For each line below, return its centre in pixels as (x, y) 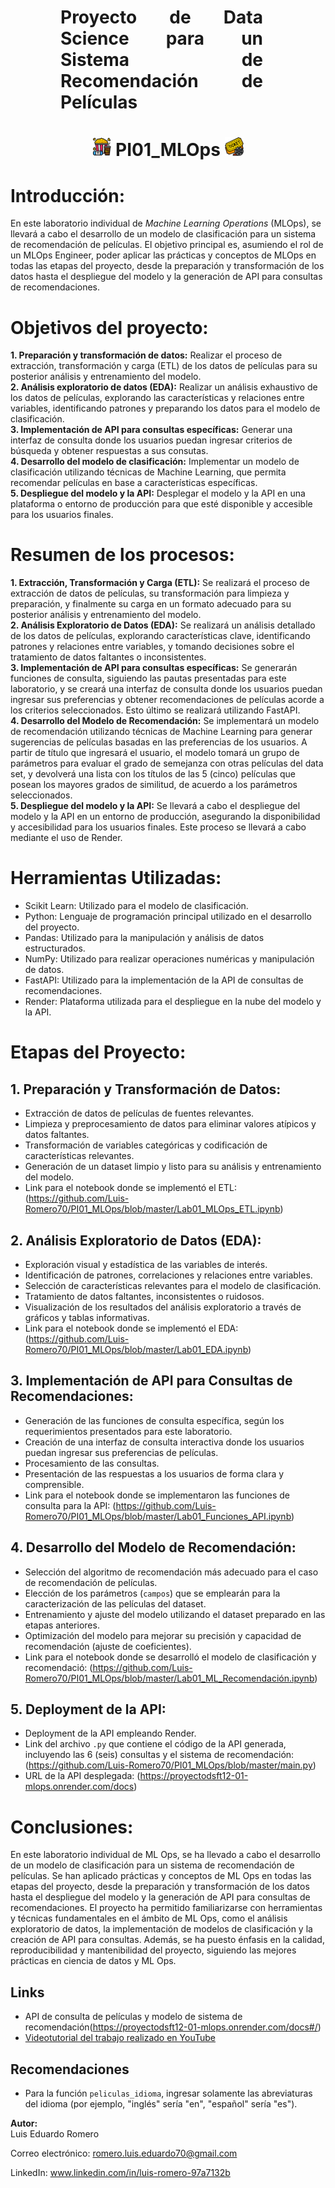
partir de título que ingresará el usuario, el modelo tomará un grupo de (155, 753)
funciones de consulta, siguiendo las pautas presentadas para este (148, 678)
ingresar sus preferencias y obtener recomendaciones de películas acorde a (167, 700)
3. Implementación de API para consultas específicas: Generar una (151, 430)
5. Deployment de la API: (88, 1709)
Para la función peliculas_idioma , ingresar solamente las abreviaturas (168, 2093)
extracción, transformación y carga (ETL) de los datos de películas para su (164, 366)
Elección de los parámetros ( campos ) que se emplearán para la (152, 1593)
